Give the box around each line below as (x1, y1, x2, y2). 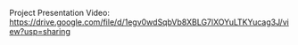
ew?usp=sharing (9, 26, 71, 36)
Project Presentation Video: (9, 8, 110, 18)
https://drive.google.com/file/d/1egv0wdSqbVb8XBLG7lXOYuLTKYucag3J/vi (9, 17, 290, 27)
